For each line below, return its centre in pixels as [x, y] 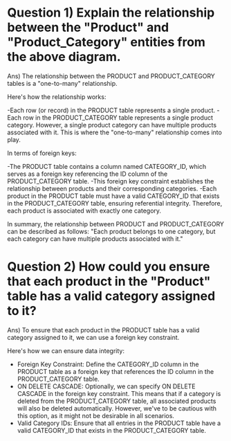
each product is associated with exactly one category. [84, 210]
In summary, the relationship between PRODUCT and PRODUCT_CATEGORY [116, 224]
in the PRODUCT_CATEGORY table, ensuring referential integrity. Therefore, [115, 203]
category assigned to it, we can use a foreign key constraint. [93, 337]
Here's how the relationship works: [57, 97]
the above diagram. [64, 57]
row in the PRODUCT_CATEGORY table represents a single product [118, 117]
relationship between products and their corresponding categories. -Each [112, 188]
